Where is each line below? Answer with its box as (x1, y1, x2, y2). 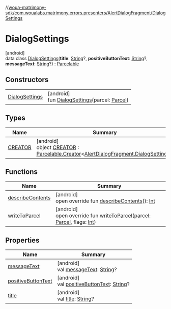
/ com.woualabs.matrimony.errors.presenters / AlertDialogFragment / (12, 10, 153, 16)
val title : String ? (57, 295, 94, 302)
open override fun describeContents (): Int (55, 197, 155, 204)
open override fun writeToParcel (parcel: (55, 212, 151, 219)
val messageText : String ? (57, 266, 117, 273)
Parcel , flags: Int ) (55, 219, 96, 226)
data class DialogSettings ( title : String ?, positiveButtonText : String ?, (5, 55, 148, 61)
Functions (5, 167, 38, 176)
